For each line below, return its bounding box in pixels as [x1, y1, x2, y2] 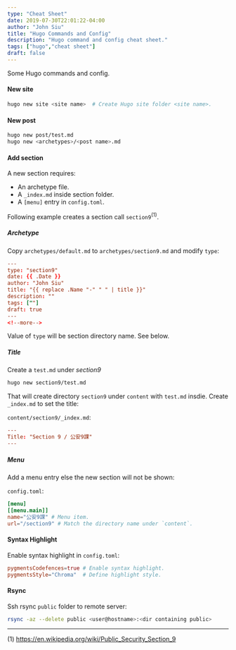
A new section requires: [7, 169, 76, 178]
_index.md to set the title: [7, 400, 79, 408]
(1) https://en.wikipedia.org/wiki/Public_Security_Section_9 [7, 635, 176, 644]
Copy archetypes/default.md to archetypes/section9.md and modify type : [7, 246, 220, 255]
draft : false [7, 50, 46, 57]
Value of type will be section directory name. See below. [7, 332, 170, 341]
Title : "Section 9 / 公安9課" [7, 434, 93, 441]
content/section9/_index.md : [7, 413, 91, 422]
